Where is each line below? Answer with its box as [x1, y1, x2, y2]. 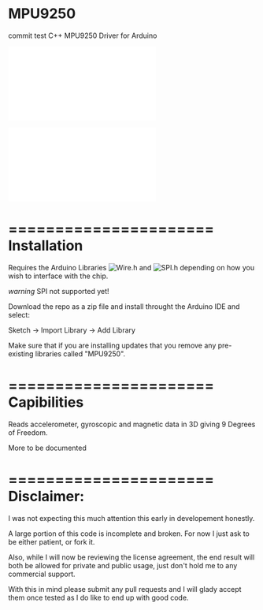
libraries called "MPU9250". [35, 348, 126, 359]
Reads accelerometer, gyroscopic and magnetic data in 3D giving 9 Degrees [8, 419, 256, 429]
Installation [8, 237, 83, 255]
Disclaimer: [8, 488, 85, 505]
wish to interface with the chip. [8, 271, 109, 281]
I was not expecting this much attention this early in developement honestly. [8, 513, 255, 523]
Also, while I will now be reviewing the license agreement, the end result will [8, 552, 255, 562]
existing [8, 348, 34, 359]
